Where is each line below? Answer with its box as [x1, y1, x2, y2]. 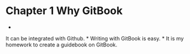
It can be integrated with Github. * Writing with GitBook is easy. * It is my [5, 35, 184, 42]
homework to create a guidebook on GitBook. [5, 41, 118, 48]
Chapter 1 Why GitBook [5, 4, 123, 18]
